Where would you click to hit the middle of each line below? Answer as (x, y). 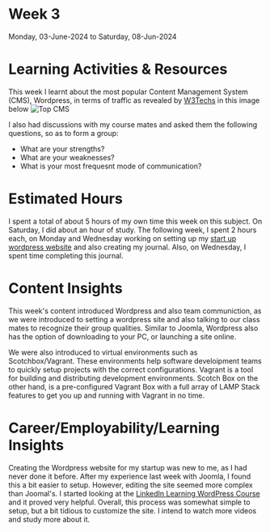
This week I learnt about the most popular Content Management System (129, 92)
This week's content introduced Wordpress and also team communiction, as (135, 311)
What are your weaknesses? (67, 157)
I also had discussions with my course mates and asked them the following (133, 124)
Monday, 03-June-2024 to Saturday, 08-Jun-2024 (93, 36)
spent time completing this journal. (66, 255)
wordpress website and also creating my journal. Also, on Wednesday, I (127, 247)
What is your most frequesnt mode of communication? (111, 166)
